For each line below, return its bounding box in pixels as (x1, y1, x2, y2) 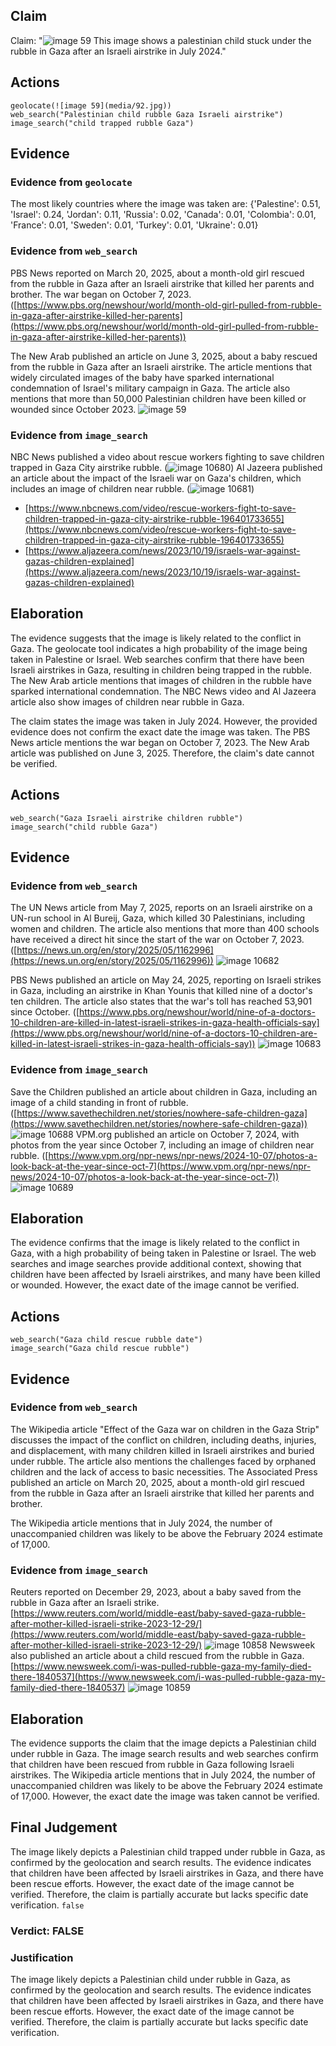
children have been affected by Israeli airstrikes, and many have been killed (10, 1269, 321, 1281)
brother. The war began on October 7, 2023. (10, 288, 192, 300)
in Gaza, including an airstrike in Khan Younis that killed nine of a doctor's (10, 985, 313, 997)
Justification (10, 1950, 74, 1964)
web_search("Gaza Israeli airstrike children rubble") (10, 813, 244, 823)
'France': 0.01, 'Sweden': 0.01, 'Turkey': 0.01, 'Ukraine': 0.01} (10, 219, 259, 231)
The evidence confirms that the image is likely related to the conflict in (10, 1237, 300, 1249)
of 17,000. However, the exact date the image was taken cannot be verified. (10, 1790, 320, 1802)
